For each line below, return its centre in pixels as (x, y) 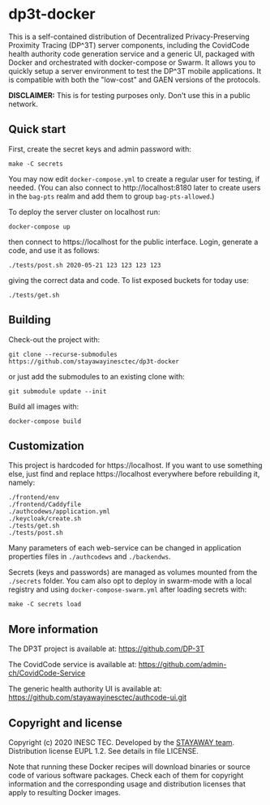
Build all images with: (44, 406)
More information (54, 629)
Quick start (37, 129)
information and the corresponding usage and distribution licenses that (127, 784)
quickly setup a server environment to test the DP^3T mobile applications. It (135, 71)
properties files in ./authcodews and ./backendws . (90, 557)
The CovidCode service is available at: (73, 665)
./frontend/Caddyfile (45, 505)
